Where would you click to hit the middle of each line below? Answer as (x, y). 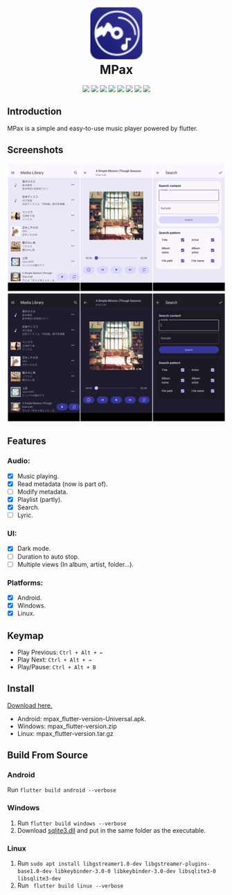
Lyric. (25, 515)
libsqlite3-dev (39, 879)
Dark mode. (34, 549)
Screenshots (35, 150)
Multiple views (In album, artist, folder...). (75, 564)
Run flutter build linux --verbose (70, 885)
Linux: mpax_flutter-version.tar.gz (65, 733)
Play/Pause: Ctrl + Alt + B (56, 667)
